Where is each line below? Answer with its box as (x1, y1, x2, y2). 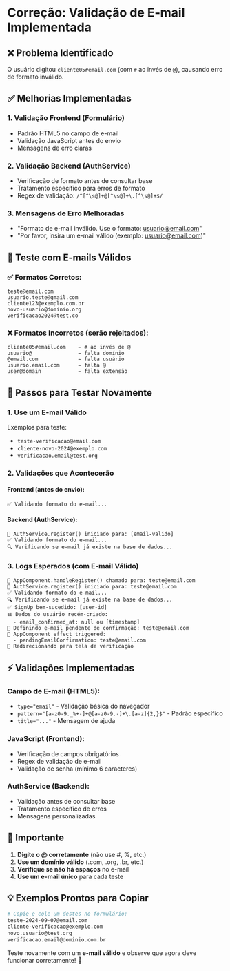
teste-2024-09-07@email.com (7, 917, 88, 924)
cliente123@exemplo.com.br (7, 300, 85, 307)
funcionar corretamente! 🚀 (7, 956, 82, 964)
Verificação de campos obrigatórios (17, 749, 119, 758)
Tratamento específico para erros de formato (17, 184, 146, 192)
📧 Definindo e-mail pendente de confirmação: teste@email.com (7, 624, 189, 631)
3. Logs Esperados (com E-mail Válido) (7, 561, 139, 571)
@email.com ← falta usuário (7, 356, 125, 363)
